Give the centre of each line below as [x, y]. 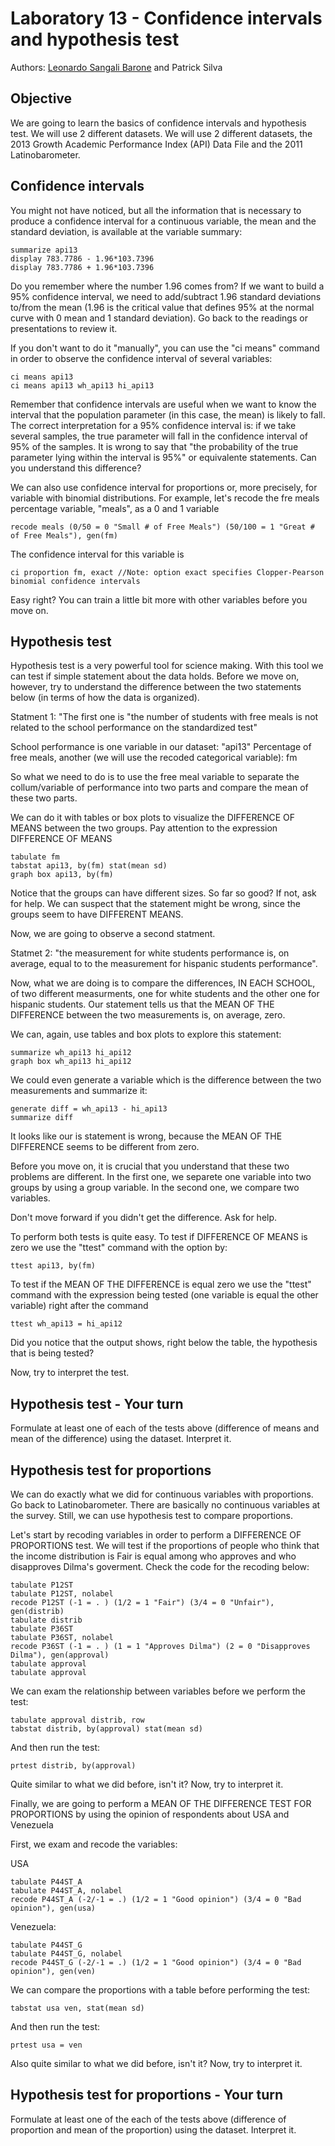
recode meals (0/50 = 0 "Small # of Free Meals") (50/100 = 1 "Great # [162, 527]
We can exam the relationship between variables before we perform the [158, 1691]
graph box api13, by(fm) [62, 875]
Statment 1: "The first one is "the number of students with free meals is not [164, 717]
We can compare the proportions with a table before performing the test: [160, 1990]
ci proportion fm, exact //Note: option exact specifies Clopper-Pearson [167, 572]
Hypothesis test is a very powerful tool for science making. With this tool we [167, 666]
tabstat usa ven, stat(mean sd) [77, 2008]
